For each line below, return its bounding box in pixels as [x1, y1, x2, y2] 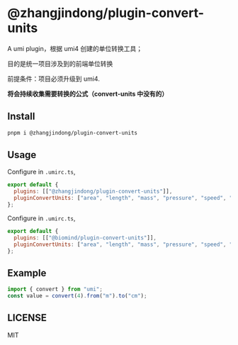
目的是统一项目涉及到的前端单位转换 [7, 59, 113, 68]
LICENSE [7, 312, 47, 324]
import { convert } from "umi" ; [7, 285, 103, 293]
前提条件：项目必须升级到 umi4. [7, 74, 101, 83]
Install [7, 111, 35, 123]
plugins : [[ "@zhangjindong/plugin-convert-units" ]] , [13, 188, 173, 196]
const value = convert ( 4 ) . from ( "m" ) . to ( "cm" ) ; [7, 293, 147, 300]
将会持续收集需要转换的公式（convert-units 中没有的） [7, 89, 169, 98]
